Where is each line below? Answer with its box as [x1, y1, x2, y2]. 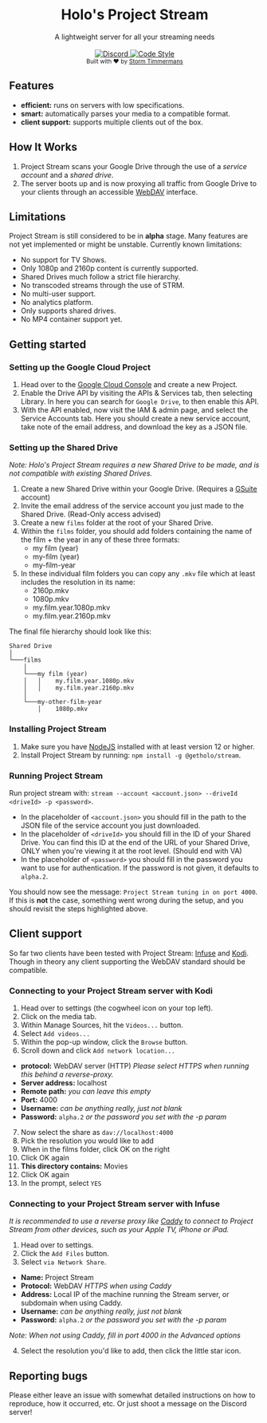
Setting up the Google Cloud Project [9, 362, 151, 373]
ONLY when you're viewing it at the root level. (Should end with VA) [20, 846, 242, 856]
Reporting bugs [9, 1369, 88, 1382]
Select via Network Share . [20, 1257, 107, 1267]
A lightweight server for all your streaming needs [54, 32, 215, 42]
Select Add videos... [20, 1029, 91, 1038]
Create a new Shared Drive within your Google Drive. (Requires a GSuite [20, 484, 257, 494]
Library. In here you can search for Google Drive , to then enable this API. [20, 397, 259, 406]
